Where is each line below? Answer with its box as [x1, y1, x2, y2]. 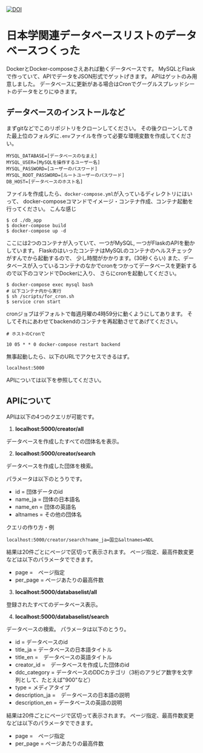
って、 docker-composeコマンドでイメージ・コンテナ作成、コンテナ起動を [6, 197, 194, 205]
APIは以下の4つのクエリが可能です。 [6, 413, 98, 420]
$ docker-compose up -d [6, 228, 67, 234]
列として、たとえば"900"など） [15, 676, 94, 683]
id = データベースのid [15, 638, 68, 645]
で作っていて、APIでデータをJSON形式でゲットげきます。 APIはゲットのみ [6, 73, 192, 80]
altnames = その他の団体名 [15, 511, 82, 518]
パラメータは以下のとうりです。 [6, 475, 86, 482]
